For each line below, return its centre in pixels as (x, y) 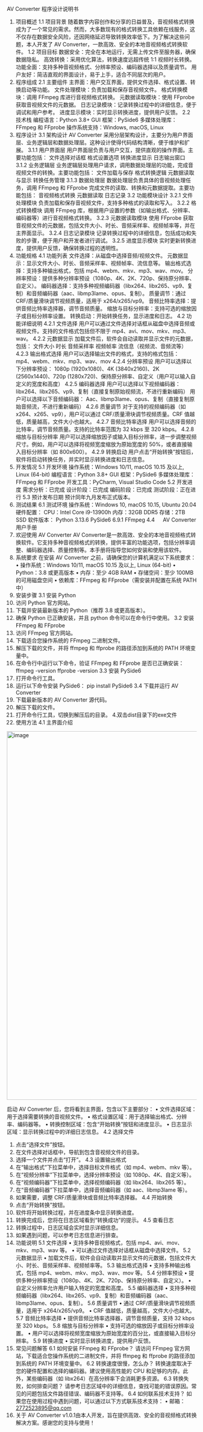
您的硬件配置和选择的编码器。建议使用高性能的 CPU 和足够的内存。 (99, 1371)
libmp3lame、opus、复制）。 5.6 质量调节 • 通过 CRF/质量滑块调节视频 (103, 1303)
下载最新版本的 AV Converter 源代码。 (63, 700)
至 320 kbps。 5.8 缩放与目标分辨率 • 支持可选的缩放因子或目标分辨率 (102, 1326)
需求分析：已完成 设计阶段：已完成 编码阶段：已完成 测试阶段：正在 (107, 490)
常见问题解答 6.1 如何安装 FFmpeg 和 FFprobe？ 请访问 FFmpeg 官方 (100, 1348)
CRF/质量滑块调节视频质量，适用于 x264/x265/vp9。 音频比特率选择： (103, 301)
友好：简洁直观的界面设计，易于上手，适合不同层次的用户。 (95, 75)
